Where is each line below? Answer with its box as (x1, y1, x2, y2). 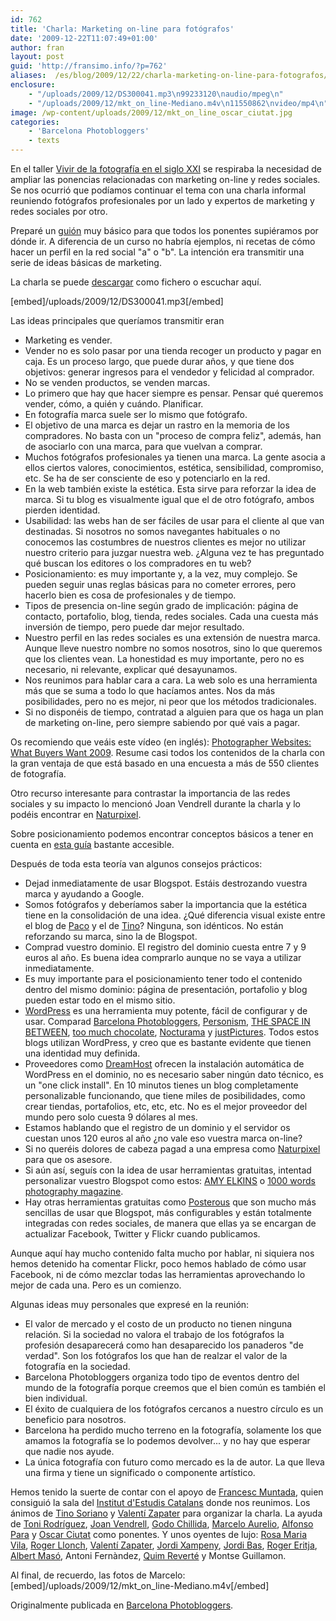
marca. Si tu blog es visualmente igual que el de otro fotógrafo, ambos (24, 494, 315, 505)
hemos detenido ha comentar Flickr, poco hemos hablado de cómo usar (10, 1258, 307, 1270)
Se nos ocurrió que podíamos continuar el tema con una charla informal (10, 184, 307, 196)
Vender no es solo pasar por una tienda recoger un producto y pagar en (24, 345, 322, 356)
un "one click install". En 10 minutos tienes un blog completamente (24, 1079, 299, 1091)
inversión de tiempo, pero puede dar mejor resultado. (24, 621, 245, 633)
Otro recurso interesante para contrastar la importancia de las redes (10, 787, 291, 799)
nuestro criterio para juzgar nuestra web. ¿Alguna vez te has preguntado (24, 547, 325, 558)
